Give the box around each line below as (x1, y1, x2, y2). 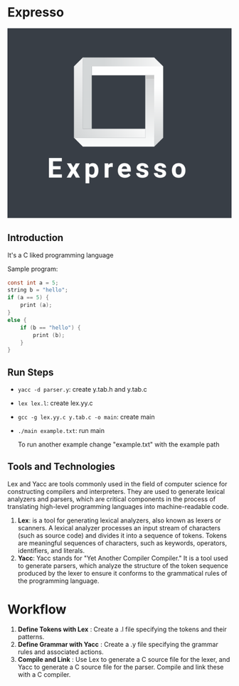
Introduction (7, 232, 64, 244)
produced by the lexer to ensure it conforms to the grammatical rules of (17, 569, 228, 577)
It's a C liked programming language (7, 250, 114, 259)
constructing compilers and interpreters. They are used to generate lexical (7, 487, 225, 495)
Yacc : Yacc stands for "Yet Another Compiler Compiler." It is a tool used (17, 554, 228, 562)
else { (7, 316, 27, 323)
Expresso (7, 4, 64, 21)
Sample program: (7, 264, 58, 273)
